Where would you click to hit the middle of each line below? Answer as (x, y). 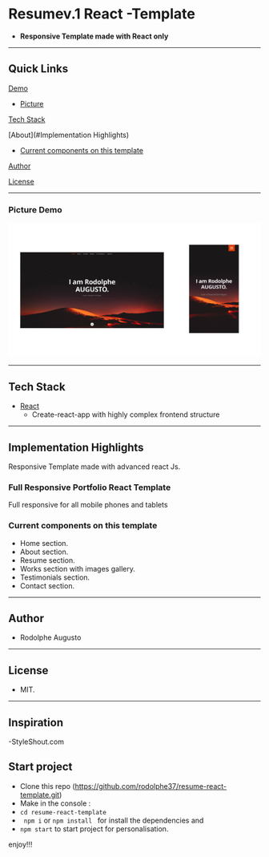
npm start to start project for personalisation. (94, 829)
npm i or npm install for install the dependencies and (114, 820)
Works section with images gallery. (78, 568)
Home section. (44, 543)
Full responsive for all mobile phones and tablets (88, 505)
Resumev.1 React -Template (102, 14)
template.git (40, 794)
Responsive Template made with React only (94, 36)
